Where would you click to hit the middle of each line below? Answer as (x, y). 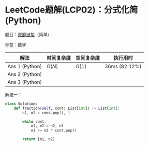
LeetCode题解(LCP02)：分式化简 (72, 10)
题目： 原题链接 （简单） (28, 34)
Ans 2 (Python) (25, 74)
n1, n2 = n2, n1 (47, 126)
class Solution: (21, 104)
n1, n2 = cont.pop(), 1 (46, 113)
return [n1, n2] (39, 139)
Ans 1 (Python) (25, 66)
